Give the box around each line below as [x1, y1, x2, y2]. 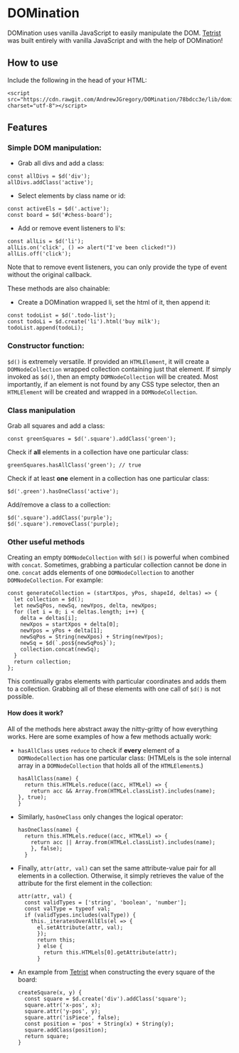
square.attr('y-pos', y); [24, 1007, 101, 1014]
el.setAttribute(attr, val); [36, 924, 124, 931]
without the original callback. [7, 270, 92, 279]
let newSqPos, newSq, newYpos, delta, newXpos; [14, 602, 158, 609]
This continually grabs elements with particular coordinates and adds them [7, 677, 227, 686]
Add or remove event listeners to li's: [17, 224, 126, 233]
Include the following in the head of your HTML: [7, 76, 147, 84]
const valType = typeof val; [24, 905, 111, 912]
